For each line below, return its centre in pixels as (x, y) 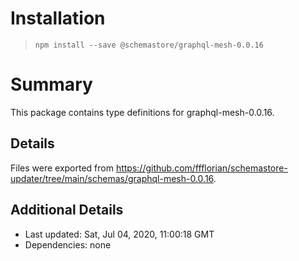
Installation (58, 18)
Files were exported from (62, 168)
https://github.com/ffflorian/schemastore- (201, 168)
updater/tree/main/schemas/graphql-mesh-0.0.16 (112, 178)
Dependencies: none (68, 244)
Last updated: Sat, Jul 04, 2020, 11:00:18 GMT (119, 234)
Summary (51, 84)
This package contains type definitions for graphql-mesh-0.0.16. (142, 112)
